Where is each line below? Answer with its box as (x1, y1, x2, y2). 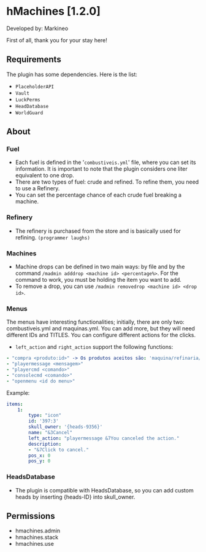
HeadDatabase (15, 103, 49, 109)
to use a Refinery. (15, 185, 60, 192)
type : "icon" (28, 413, 62, 419)
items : (6, 401, 23, 407)
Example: (6, 389, 30, 397)
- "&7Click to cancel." (28, 446, 89, 453)
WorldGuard (15, 109, 44, 116)
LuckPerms (15, 96, 41, 103)
